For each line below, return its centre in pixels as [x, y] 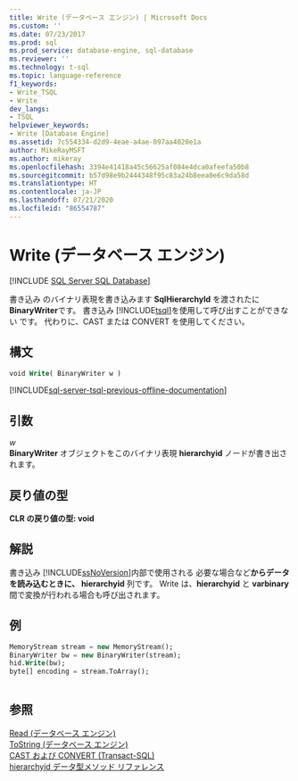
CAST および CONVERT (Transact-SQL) [82, 755]
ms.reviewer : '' [39, 59]
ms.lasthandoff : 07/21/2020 [62, 200]
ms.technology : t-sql [50, 68]
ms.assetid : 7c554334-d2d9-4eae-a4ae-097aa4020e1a [105, 142]
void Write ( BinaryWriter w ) [66, 373]
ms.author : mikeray [46, 158]
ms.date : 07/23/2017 [48, 34]
